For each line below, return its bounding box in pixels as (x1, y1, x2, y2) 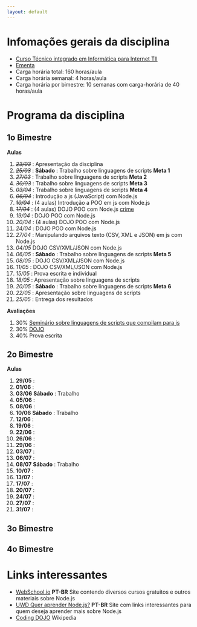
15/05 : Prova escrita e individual (15, 270, 97, 277)
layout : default (7, 8, 48, 15)
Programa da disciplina (7, 108, 125, 122)
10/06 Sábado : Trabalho (15, 410, 79, 417)
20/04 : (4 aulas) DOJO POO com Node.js (15, 218, 120, 225)
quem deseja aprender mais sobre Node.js (15, 608, 122, 615)
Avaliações (7, 307, 36, 314)
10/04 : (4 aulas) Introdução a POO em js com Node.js (15, 199, 150, 206)
